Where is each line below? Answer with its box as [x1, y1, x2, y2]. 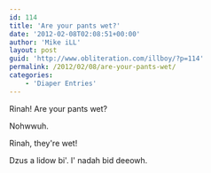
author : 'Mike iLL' [9, 37, 82, 47]
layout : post [9, 46, 58, 55]
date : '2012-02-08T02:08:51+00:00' [9, 29, 141, 38]
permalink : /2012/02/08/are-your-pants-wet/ [9, 63, 176, 72]
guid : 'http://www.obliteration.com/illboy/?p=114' [9, 54, 204, 63]
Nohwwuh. [9, 121, 49, 131]
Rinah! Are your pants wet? [9, 103, 108, 114]
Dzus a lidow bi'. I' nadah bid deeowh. [9, 154, 148, 165]
